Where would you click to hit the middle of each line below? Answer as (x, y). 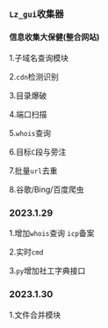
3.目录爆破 (28, 95)
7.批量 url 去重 (33, 171)
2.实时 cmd (26, 252)
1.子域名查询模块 (39, 58)
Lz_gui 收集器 (36, 13)
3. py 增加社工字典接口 (47, 271)
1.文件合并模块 (35, 315)
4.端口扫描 (28, 114)
